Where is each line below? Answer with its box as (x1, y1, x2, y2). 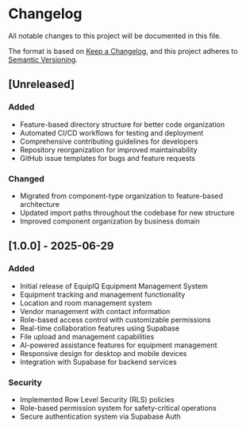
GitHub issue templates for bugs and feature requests (19, 153, 196, 163)
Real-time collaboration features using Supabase (19, 323, 180, 333)
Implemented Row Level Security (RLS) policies (19, 394, 175, 404)
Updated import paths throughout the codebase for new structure (19, 208, 236, 217)
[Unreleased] (8, 78, 75, 91)
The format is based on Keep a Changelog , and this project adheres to (8, 46, 238, 56)
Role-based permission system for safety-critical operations (19, 403, 217, 412)
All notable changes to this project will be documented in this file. (8, 31, 222, 40)
